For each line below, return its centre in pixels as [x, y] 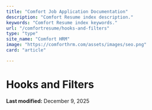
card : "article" [26, 50]
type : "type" [22, 34]
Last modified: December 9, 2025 [48, 101]
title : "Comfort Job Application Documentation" [67, 12]
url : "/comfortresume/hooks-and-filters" [58, 28]
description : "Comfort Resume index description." [70, 17]
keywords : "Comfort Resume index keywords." [62, 22]
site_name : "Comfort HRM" [38, 39]
